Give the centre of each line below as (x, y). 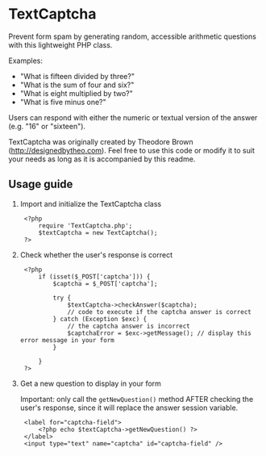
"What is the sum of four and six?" (77, 85)
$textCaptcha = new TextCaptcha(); (98, 232)
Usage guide (41, 184)
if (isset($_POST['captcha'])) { (94, 276)
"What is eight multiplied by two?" (76, 93)
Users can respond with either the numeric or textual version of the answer (133, 117)
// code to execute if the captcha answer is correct (159, 312)
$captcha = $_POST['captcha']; (105, 283)
